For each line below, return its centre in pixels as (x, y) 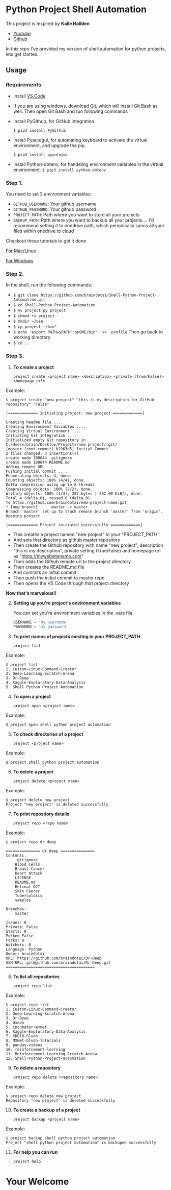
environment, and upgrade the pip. (49, 145)
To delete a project (33, 772)
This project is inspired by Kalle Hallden (48, 23)
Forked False (20, 936)
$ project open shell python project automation (58, 725)
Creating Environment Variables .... (46, 427)
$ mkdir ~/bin (28, 322)
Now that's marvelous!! (31, 593)
